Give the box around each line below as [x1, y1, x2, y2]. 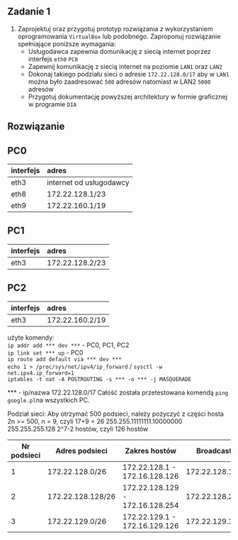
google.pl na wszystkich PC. [7, 395, 90, 404]
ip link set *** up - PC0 [7, 348, 84, 357]
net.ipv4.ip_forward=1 [7, 369, 74, 377]
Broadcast [195, 446, 232, 456]
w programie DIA [28, 99, 76, 109]
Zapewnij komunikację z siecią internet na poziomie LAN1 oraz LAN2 [28, 62, 223, 70]
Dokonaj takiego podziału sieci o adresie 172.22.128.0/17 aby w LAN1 [28, 70, 229, 78]
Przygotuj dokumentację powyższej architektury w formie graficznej [28, 92, 228, 101]
